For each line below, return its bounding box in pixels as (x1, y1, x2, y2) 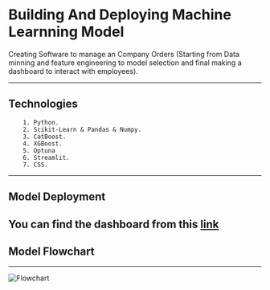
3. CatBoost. (22, 133, 67, 141)
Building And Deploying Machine (8, 6, 231, 24)
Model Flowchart (8, 244, 95, 258)
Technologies (8, 97, 79, 111)
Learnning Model (8, 22, 125, 41)
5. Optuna (22, 146, 56, 154)
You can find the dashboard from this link (8, 217, 219, 231)
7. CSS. (22, 161, 48, 169)
